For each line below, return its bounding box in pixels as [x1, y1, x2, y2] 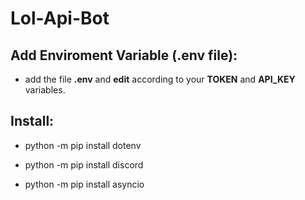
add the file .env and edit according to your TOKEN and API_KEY [24, 73, 296, 85]
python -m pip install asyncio [24, 178, 145, 190]
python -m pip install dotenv [24, 139, 142, 151]
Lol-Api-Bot [10, 7, 110, 30]
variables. [24, 84, 66, 96]
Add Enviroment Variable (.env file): [10, 47, 238, 64]
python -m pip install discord [24, 158, 144, 171]
